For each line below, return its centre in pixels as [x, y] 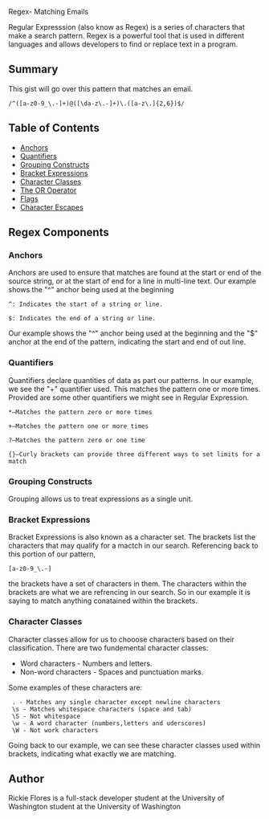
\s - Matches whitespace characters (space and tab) [102, 709]
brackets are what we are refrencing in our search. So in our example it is [129, 593]
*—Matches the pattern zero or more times [80, 412]
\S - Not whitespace [46, 716]
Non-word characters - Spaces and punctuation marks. [112, 672]
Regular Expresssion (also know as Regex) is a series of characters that [126, 27]
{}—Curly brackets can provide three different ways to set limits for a [134, 454]
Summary [33, 69]
